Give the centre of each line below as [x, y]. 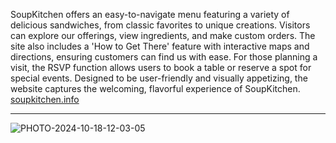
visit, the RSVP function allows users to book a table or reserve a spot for [161, 67]
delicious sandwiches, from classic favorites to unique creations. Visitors [160, 25]
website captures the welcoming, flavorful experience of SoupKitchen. [155, 88]
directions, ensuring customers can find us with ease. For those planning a [164, 57]
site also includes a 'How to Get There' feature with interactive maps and [160, 46]
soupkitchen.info [45, 99]
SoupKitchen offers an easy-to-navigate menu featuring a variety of [150, 14]
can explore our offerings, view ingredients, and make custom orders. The [163, 35]
